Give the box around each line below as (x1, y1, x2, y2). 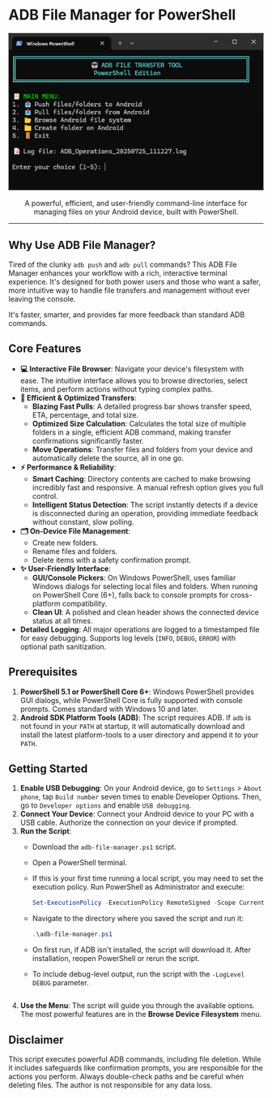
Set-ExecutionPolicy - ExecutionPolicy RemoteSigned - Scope (32, 899, 236, 907)
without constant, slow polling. (32, 517, 135, 526)
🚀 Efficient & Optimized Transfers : (19, 392, 137, 402)
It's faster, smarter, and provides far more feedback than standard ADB (8, 310, 245, 320)
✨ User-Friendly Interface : (19, 564, 111, 573)
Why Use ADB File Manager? (8, 238, 156, 252)
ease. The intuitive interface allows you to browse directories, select (19, 375, 249, 385)
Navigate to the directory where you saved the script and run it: (32, 914, 244, 924)
